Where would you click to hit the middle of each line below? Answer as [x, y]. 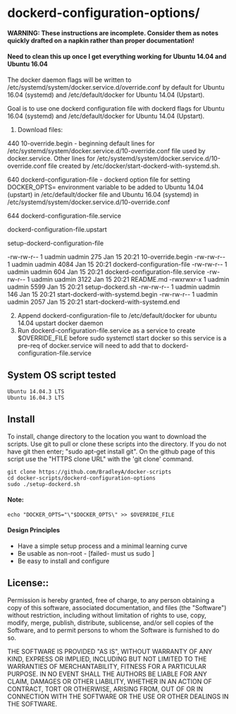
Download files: [40, 129]
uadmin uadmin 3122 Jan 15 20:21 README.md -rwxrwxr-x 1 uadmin [130, 279]
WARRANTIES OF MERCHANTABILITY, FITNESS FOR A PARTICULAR [107, 666]
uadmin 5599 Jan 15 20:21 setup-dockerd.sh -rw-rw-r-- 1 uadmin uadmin [114, 287]
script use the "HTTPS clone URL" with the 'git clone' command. [100, 459]
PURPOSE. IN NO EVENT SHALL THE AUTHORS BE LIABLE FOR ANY [107, 674]
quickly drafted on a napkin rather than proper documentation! [101, 40]
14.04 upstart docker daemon [60, 323]
